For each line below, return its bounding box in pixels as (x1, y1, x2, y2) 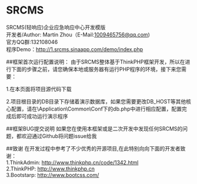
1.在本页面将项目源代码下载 (6, 85, 72, 92)
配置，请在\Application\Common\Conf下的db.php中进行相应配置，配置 (11, 105, 182, 112)
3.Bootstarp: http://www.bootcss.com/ (6, 171, 99, 178)
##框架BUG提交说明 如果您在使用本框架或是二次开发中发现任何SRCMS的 (6, 125, 183, 132)
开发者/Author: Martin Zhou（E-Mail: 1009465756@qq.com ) (6, 31, 150, 38)
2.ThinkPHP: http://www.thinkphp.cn (6, 165, 95, 172)
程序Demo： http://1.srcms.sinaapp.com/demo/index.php (6, 45, 143, 53)
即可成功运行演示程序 (16, 112, 68, 119)
